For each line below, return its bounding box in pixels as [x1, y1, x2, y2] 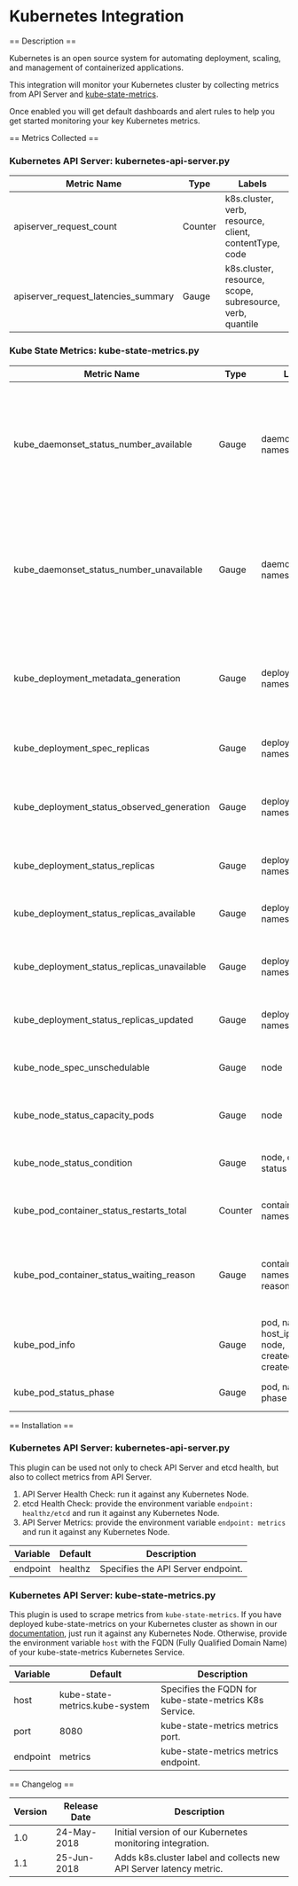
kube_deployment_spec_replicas [13, 742, 150, 754]
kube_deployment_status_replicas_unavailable [13, 960, 207, 972]
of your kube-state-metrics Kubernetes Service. [9, 1647, 185, 1658]
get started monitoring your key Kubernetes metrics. [9, 115, 201, 126]
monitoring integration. [114, 1837, 210, 1850]
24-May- [56, 1826, 98, 1838]
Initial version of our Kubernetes [114, 1826, 248, 1838]
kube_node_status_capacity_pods [13, 1109, 154, 1121]
